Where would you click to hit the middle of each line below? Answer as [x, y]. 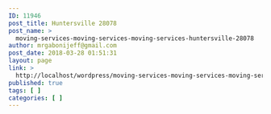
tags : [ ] [25, 90]
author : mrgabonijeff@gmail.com [63, 46]
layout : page [30, 61]
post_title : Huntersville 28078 [63, 23]
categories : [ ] [35, 98]
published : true [35, 83]
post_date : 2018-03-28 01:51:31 [63, 53]
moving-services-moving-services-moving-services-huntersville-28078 [135, 38]
